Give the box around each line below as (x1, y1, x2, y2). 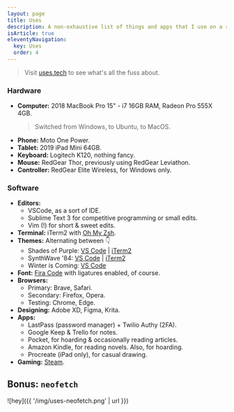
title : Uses (7, 17, 42, 24)
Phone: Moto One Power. (17, 136, 91, 145)
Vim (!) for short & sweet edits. (27, 221, 116, 230)
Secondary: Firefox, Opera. (27, 291, 106, 300)
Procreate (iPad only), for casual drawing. (27, 351, 148, 359)
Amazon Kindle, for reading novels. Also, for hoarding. (27, 343, 183, 351)
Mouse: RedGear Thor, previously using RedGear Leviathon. (17, 159, 191, 167)
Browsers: (17, 277, 49, 285)
